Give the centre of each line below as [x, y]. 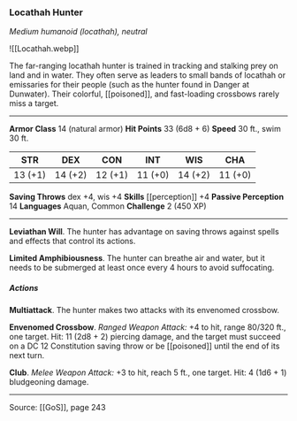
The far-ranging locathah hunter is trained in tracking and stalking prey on [144, 66]
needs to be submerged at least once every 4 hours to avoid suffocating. [142, 268]
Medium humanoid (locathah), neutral [78, 32]
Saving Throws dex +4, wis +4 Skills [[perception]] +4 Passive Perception [147, 197]
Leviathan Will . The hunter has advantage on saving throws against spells [145, 232]
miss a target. [34, 103]
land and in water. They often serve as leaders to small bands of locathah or [147, 75]
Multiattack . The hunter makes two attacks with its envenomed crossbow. [145, 310]
